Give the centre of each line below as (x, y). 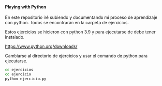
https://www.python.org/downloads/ (41, 46)
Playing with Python (26, 7)
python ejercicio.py (26, 79)
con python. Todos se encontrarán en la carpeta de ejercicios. (67, 23)
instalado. (15, 37)
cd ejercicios (19, 70)
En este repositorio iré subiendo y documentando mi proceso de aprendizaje (81, 17)
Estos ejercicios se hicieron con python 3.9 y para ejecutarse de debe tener (80, 32)
